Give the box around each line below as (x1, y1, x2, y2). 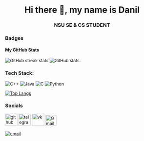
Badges (5, 35, 23, 42)
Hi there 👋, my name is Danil (24, 4, 140, 16)
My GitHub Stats (5, 47, 40, 53)
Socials (5, 102, 23, 109)
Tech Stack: (5, 70, 34, 77)
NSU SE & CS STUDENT (54, 22, 110, 29)
